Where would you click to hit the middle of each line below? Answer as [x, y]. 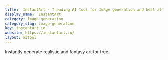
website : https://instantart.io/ [40, 33]
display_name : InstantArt [33, 14]
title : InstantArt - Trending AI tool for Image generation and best [80, 10]
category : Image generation [34, 19]
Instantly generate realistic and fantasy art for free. [57, 52]
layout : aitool [21, 38]
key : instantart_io [25, 28]
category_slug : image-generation [40, 24]
